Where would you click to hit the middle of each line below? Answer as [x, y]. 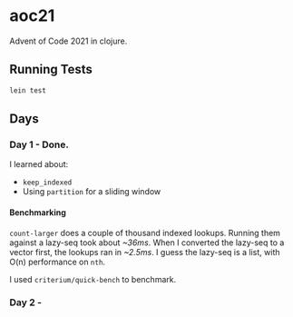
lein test [28, 90]
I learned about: [39, 164]
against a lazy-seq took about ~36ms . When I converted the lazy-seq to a [147, 243]
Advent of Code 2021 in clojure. [68, 41]
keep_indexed [47, 183]
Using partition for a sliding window [92, 192]
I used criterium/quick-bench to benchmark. [93, 279]
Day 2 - [26, 302]
